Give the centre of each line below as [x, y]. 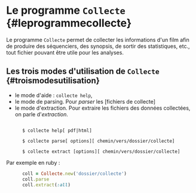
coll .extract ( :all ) [46, 185]
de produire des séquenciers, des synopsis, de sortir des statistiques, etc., [98, 46]
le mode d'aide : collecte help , [53, 95]
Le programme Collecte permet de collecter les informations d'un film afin [98, 40]
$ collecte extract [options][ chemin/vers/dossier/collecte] [101, 151]
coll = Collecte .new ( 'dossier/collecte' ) [74, 174]
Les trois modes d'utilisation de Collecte [83, 72]
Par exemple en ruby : [33, 162]
